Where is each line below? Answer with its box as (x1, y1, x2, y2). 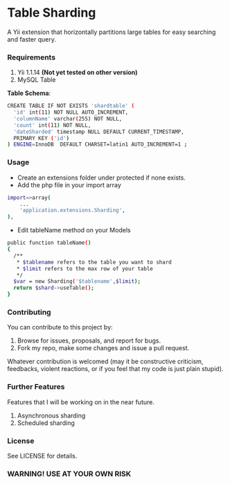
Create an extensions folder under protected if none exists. (17, 173, 186, 182)
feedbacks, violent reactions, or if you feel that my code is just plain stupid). (7, 365, 224, 373)
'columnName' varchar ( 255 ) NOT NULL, (13, 115, 123, 122)
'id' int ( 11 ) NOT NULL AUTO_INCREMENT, (13, 109, 129, 116)
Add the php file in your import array (17, 180, 121, 189)
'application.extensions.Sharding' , (19, 207, 126, 214)
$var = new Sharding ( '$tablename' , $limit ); (13, 278, 141, 285)
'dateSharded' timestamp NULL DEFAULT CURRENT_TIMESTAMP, (13, 128, 185, 135)
